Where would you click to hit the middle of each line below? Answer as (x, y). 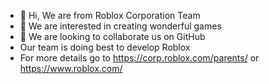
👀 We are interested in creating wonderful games (120, 26)
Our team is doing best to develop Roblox (105, 47)
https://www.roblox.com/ (71, 68)
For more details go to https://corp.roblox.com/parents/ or (139, 58)
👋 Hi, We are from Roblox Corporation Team (110, 15)
